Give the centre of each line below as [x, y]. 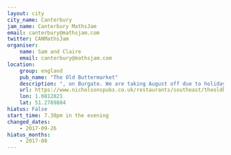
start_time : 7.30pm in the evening [58, 115]
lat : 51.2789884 [43, 103]
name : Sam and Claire [50, 52]
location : [21, 64]
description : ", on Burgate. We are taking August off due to [110, 84]
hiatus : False [27, 109]
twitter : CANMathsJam [38, 39]
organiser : [23, 45]
